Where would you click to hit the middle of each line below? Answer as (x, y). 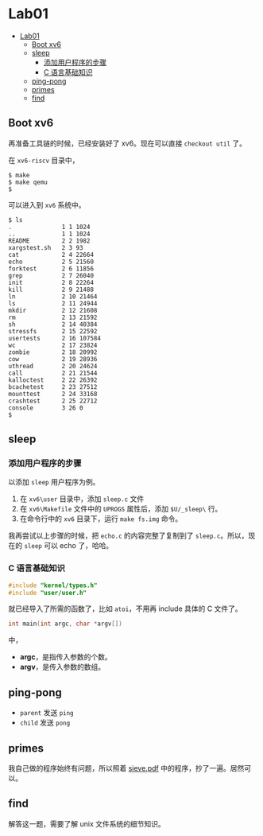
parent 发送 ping (46, 713)
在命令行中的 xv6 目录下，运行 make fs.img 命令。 (101, 519)
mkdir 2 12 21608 (53, 310)
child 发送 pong (45, 723)
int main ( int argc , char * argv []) (66, 624)
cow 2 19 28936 (53, 359)
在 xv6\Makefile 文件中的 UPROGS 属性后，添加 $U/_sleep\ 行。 (121, 509)
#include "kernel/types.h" (53, 585)
